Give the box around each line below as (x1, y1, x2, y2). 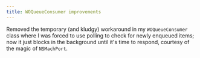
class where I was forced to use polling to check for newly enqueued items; (6, 31, 195, 39)
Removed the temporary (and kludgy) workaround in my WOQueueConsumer (6, 25, 188, 33)
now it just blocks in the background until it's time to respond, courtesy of (6, 38, 190, 45)
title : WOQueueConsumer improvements (6, 8, 102, 15)
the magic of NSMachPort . (6, 45, 68, 52)
